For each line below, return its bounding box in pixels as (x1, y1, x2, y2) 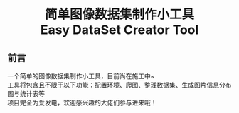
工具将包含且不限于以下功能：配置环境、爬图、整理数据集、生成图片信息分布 (7, 81, 232, 89)
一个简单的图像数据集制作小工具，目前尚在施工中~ (7, 72, 155, 80)
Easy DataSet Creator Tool (40, 22, 199, 38)
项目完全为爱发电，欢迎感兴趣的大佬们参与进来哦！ (7, 98, 157, 107)
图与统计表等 (7, 90, 45, 97)
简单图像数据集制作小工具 (44, 6, 194, 23)
